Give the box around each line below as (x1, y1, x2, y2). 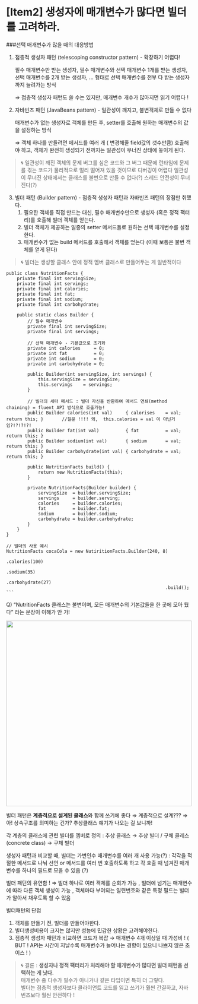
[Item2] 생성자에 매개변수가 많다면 (6, 5, 165, 19)
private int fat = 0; (27, 350, 105, 356)
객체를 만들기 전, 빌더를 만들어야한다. (14, 919, 101, 926)
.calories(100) (6, 559, 44, 565)
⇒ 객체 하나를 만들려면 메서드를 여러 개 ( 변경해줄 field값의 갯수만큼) (14, 139, 174, 146)
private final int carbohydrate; (17, 301, 100, 308)
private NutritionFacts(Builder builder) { (27, 484, 136, 490)
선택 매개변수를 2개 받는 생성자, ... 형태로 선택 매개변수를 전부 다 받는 (14, 74, 174, 81)
